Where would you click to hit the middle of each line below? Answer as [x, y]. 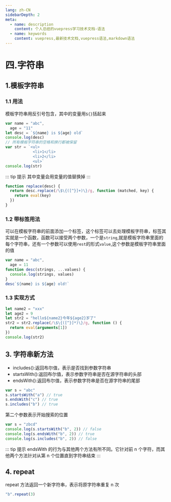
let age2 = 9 [19, 314]
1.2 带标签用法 [23, 219]
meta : [11, 19]
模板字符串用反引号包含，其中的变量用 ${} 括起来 [56, 113]
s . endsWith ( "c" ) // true [32, 400]
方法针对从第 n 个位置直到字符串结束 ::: [60, 456]
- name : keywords [28, 34]
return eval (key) [33, 196]
